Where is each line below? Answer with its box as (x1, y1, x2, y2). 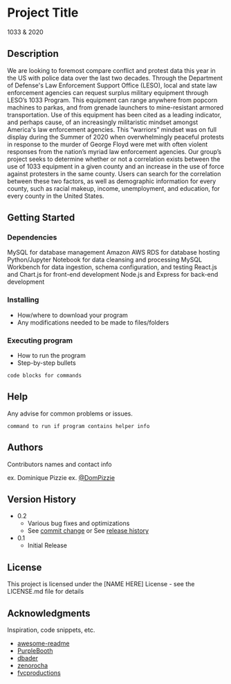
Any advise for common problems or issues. (7, 409, 133, 418)
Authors (7, 442, 44, 454)
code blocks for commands (7, 373, 82, 379)
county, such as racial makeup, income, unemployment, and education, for (7, 184, 220, 192)
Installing (7, 295, 39, 305)
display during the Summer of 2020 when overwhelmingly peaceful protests (7, 132, 225, 141)
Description (7, 48, 59, 60)
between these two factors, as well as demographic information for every (7, 177, 216, 185)
